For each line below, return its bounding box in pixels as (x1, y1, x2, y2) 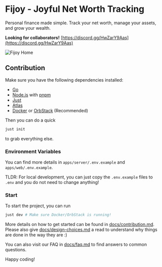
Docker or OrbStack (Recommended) (12, 107, 88, 113)
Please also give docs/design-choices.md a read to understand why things (5, 226, 158, 233)
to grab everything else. (5, 135, 54, 141)
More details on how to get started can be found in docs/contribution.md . (5, 222, 155, 227)
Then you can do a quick (5, 117, 56, 123)
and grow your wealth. (5, 25, 51, 31)
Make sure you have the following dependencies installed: (5, 77, 123, 83)
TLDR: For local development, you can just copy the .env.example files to (5, 174, 153, 180)
